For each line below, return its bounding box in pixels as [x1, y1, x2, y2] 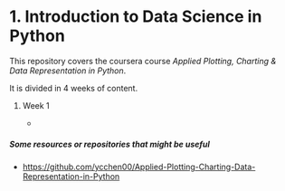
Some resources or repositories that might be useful [9, 138, 210, 149]
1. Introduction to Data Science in [9, 6, 262, 27]
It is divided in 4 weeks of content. [9, 82, 138, 93]
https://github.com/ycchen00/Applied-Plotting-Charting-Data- [22, 161, 256, 172]
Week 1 [22, 100, 50, 110]
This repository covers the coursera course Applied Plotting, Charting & [9, 55, 277, 66]
